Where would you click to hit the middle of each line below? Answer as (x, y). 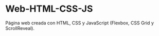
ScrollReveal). (20, 28)
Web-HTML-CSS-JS (49, 9)
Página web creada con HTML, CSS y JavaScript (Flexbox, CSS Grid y (80, 23)
